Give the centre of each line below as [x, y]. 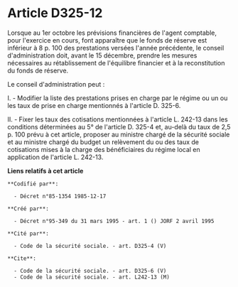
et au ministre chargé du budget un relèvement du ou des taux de [103, 142]
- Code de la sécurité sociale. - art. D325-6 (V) [90, 271]
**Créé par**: [28, 209]
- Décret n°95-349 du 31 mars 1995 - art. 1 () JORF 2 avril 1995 [114, 221]
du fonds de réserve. [38, 70]
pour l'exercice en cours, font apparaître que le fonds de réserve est [107, 40]
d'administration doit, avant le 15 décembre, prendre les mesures [102, 55]
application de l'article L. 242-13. [55, 157]
